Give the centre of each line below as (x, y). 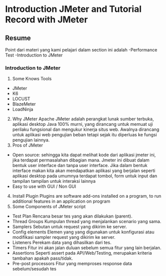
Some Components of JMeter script (49, 207)
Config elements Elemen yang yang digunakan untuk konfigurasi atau (83, 232)
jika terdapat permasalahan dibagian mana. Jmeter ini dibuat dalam (81, 160)
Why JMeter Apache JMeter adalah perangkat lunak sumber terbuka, (83, 119)
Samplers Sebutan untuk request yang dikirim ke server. (70, 227)
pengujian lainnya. (31, 140)
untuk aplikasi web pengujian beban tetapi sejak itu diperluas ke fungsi (84, 135)
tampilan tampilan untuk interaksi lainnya (54, 181)
